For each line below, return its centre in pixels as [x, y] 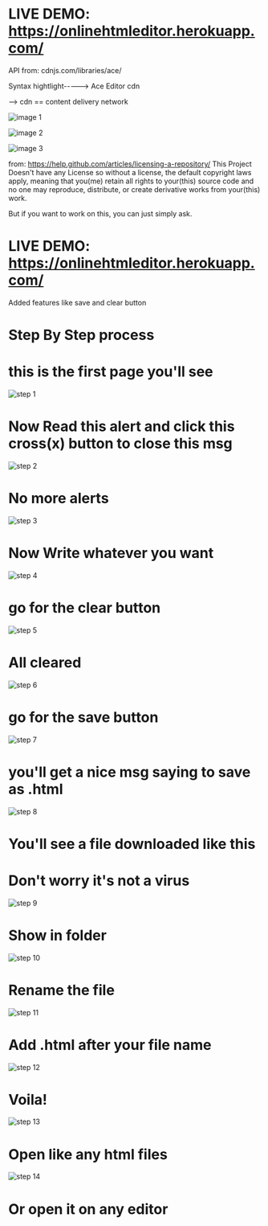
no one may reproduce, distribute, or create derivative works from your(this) [134, 189]
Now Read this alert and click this [122, 426]
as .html [36, 789]
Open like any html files [88, 1154]
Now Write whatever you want [111, 554]
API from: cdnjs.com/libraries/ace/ [65, 70]
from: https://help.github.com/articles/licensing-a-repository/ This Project [130, 164]
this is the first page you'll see [111, 372]
